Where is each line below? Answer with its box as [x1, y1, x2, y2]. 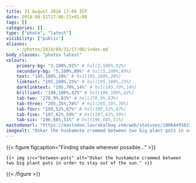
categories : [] [6, 24, 43, 31]
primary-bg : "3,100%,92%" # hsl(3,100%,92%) [16, 62, 127, 69]
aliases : [6, 41, 27, 47]
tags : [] [6, 19, 27, 25]
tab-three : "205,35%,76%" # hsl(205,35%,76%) [16, 100, 129, 107]
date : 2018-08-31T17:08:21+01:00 [6, 14, 87, 20]
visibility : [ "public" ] [6, 36, 64, 41]
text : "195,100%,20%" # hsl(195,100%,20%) [16, 73, 121, 79]
